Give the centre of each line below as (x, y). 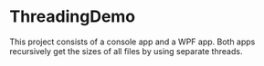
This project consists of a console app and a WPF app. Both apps (132, 42)
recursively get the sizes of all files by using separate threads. (126, 51)
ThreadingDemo (73, 17)
